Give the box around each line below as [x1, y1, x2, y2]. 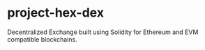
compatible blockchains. [7, 35, 78, 43]
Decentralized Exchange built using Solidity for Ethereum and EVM [7, 28, 199, 36]
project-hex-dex [7, 5, 105, 21]
